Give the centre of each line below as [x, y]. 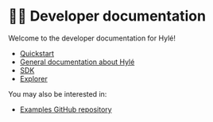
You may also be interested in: [58, 93]
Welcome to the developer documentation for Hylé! [92, 38]
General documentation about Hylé [77, 62]
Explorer [33, 78]
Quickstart [37, 53]
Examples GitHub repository [66, 109]
